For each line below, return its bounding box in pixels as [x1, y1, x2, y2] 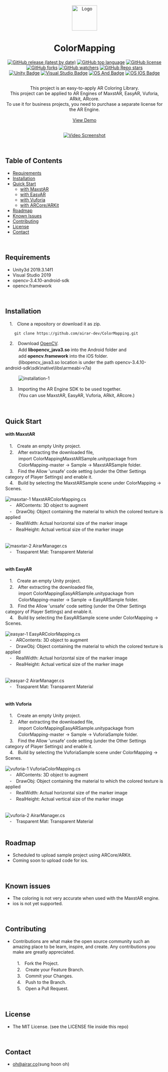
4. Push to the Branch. [17, 979, 66, 985]
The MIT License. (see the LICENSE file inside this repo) [12, 1023, 129, 1030]
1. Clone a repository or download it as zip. [9, 321, 102, 327]
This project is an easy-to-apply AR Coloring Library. [30, 85, 139, 91]
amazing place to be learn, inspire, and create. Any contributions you [12, 944, 156, 950]
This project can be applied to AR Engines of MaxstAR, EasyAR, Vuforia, [10, 90, 159, 96]
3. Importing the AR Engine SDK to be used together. [9, 386, 122, 392]
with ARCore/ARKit [20, 202, 59, 208]
